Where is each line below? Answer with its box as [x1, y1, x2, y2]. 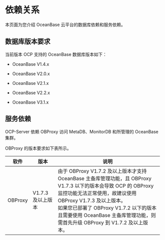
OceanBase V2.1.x [12, 80, 49, 86]
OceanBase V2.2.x [12, 89, 50, 96]
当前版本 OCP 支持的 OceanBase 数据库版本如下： [5, 51, 107, 57]
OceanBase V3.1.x [12, 99, 49, 105]
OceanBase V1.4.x [12, 61, 50, 67]
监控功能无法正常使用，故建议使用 [57, 189, 137, 196]
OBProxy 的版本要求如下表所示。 [5, 145, 72, 151]
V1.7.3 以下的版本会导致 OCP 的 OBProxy [57, 182, 154, 189]
